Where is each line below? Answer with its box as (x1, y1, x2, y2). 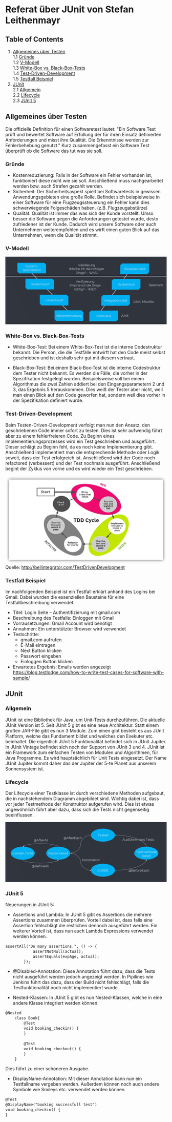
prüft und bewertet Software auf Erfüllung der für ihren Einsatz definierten (5, 131, 162, 137)
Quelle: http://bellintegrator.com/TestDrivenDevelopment (5, 564, 125, 570)
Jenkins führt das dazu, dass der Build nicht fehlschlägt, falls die (12, 979, 149, 985)
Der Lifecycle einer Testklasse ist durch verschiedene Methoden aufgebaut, (5, 790, 165, 797)
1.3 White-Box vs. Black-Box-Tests (12, 65, 85, 71)
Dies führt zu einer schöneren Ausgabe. (5, 1066, 90, 1072)
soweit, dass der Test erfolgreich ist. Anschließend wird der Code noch (5, 455, 155, 461)
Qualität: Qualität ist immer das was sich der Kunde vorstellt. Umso (12, 210, 154, 216)
